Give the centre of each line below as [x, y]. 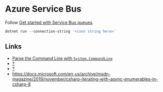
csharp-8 [21, 84]
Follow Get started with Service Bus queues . [49, 22]
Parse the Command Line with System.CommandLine [62, 58]
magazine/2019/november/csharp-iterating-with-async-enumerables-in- [85, 79]
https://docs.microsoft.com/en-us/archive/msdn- [61, 74]
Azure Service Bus [43, 9]
